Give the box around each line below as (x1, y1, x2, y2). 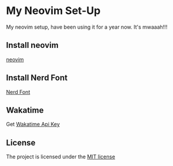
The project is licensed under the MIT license (6, 153, 116, 160)
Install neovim (6, 40, 59, 50)
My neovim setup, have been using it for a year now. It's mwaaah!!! (6, 23, 168, 30)
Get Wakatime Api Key (6, 121, 60, 128)
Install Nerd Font (6, 73, 68, 83)
